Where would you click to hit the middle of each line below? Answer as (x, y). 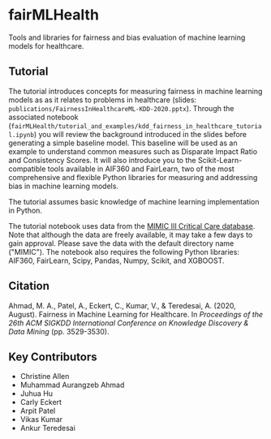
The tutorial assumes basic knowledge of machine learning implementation (134, 201)
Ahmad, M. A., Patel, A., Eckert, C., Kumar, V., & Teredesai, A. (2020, (123, 305)
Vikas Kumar (41, 420)
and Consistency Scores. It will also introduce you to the (102, 160)
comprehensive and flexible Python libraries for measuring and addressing (133, 177)
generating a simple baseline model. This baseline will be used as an (123, 143)
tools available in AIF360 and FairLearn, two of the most (141, 169)
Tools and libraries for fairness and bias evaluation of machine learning (127, 37)
